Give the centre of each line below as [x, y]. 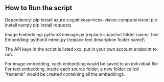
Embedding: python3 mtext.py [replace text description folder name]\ [75, 40]
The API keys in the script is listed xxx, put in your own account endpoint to [81, 49]
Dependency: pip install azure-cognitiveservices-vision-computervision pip [81, 20]
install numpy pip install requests [38, 25]
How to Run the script [39, 8]
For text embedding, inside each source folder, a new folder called [72, 69]
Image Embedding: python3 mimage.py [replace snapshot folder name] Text [82, 34]
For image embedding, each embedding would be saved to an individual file [82, 63]
